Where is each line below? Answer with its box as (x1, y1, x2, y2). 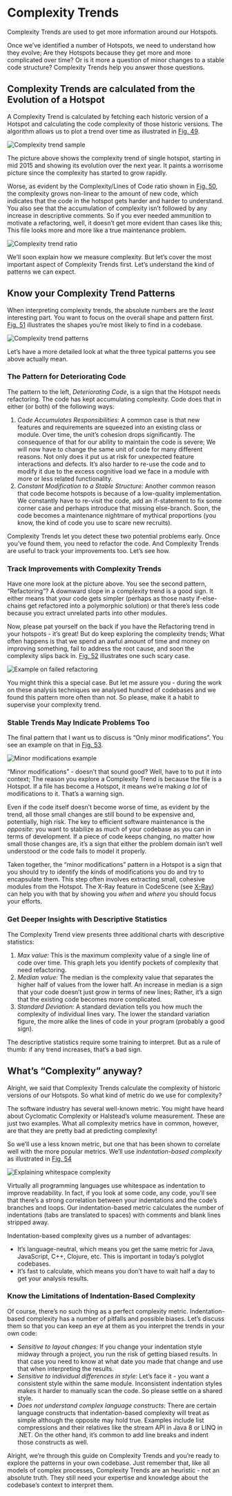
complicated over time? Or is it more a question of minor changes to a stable (7, 55, 224, 64)
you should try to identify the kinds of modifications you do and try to (7, 868, 204, 876)
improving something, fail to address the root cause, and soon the (7, 644, 195, 653)
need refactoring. (17, 966, 67, 974)
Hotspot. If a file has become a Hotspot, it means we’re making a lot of (7, 783, 208, 791)
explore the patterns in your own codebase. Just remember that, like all (7, 1459, 211, 1467)
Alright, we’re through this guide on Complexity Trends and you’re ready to (7, 1451, 220, 1459)
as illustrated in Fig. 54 (7, 1154, 72, 1163)
